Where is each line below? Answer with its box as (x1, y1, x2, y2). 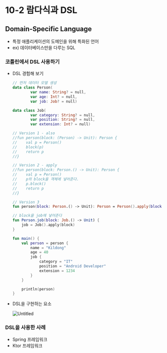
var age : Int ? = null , (30, 94, 78, 99)
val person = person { (21, 241, 69, 246)
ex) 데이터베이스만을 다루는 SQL (12, 45, 76, 50)
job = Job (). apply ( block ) (21, 222, 76, 228)
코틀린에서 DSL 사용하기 (5, 58, 60, 65)
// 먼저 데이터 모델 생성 (12, 81, 57, 86)
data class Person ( (12, 85, 53, 90)
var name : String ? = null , (30, 90, 86, 95)
